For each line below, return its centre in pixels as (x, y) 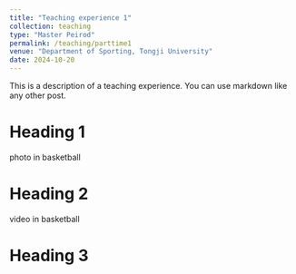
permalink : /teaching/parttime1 (70, 43)
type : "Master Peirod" (52, 34)
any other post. (38, 95)
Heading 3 (49, 256)
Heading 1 (48, 132)
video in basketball (44, 219)
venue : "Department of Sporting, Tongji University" (111, 52)
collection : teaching (50, 26)
